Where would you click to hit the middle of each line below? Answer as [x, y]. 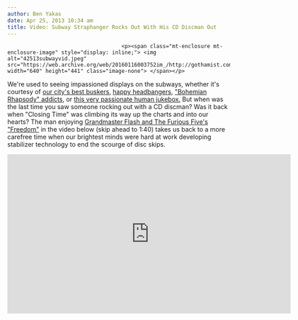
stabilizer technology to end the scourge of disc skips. [86, 144]
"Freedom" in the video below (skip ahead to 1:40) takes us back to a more [116, 130]
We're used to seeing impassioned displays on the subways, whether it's [113, 84]
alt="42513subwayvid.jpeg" [47, 59]
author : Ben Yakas [34, 14]
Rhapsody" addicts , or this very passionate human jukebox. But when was [115, 99]
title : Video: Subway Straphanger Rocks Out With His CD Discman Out [112, 27]
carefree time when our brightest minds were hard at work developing [109, 137]
